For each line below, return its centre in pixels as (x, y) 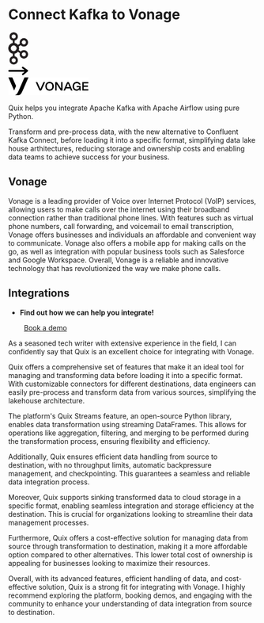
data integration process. (49, 482)
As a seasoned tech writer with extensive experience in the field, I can (123, 343)
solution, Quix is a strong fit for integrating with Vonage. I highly (142, 587)
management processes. (49, 522)
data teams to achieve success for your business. (89, 157)
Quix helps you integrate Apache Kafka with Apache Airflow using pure (124, 108)
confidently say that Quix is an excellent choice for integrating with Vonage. (131, 351)
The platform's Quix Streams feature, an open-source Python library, (120, 416)
